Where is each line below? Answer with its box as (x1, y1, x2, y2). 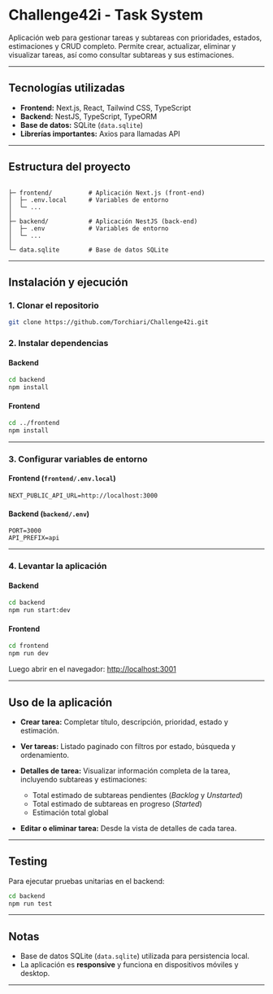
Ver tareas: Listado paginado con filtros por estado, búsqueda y (19, 741, 236, 751)
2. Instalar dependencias (8, 338, 109, 349)
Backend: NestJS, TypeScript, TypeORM (19, 112, 158, 121)
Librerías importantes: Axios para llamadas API (19, 129, 180, 138)
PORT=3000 (8, 527, 42, 535)
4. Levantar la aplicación (8, 560, 107, 571)
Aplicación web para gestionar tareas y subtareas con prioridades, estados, (8, 33, 262, 42)
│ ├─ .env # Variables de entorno (8, 224, 169, 233)
